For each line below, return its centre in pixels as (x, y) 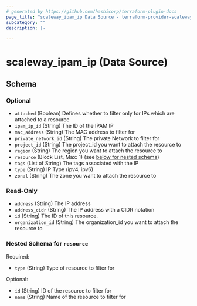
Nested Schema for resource (47, 244)
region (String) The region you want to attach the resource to (88, 151)
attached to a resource (42, 120)
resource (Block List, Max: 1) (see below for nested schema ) (87, 157)
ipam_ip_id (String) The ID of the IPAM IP (64, 126)
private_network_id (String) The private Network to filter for (87, 138)
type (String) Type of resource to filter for (64, 268)
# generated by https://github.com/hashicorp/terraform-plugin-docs (91, 11)
